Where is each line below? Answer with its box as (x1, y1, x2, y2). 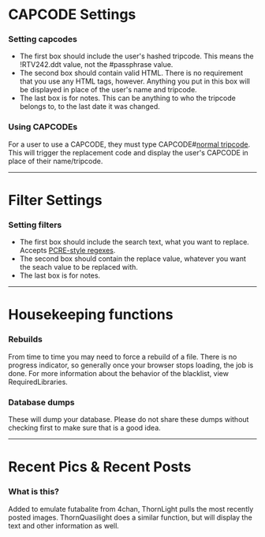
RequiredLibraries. (8, 377, 69, 386)
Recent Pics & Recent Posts (8, 458, 192, 476)
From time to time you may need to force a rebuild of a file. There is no (8, 352, 237, 361)
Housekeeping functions (8, 306, 174, 324)
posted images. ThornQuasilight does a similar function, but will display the (8, 513, 252, 522)
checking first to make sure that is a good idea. (8, 423, 162, 433)
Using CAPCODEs (8, 121, 78, 132)
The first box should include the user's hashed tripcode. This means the (19, 51, 254, 61)
